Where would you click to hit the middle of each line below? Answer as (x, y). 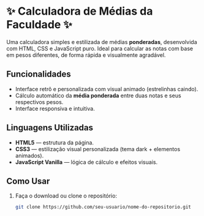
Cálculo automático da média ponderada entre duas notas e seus (98, 95)
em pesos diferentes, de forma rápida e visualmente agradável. (86, 55)
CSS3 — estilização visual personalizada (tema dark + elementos (98, 149)
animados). (29, 155)
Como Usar (28, 181)
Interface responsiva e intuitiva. (55, 108)
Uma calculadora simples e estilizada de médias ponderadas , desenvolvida (102, 42)
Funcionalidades (39, 74)
